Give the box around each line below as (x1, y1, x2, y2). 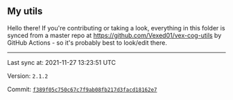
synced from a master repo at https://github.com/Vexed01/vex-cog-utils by (7, 31, 222, 39)
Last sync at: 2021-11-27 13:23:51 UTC (7, 58, 116, 66)
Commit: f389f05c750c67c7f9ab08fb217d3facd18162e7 (7, 85, 157, 93)
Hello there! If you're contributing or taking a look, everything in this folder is (7, 23, 225, 32)
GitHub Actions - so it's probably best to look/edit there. (7, 38, 168, 47)
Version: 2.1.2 (7, 72, 49, 80)
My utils (7, 6, 43, 17)
